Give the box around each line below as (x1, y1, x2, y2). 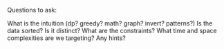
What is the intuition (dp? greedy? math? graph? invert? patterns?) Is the (7, 19, 213, 27)
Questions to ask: (7, 6, 57, 14)
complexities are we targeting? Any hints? (7, 34, 126, 42)
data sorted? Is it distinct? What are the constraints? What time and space (7, 27, 218, 35)
